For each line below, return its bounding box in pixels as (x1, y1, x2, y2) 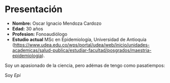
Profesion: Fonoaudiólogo (12, 31, 68, 37)
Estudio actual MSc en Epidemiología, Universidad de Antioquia (12, 36, 147, 43)
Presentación (5, 4, 63, 15)
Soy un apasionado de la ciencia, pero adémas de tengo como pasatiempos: (5, 62, 165, 68)
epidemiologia (12, 52, 42, 59)
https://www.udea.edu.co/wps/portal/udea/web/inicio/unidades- (14, 41, 150, 48)
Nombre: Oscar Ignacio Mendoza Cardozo (12, 20, 102, 26)
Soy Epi (5, 72, 21, 78)
